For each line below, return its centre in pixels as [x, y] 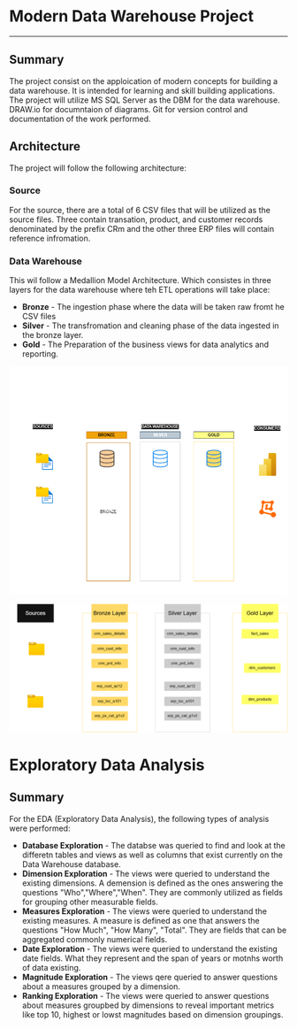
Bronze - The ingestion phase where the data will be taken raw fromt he [153, 307]
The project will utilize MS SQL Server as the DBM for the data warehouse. [145, 100]
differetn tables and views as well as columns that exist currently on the [152, 855]
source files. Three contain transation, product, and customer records [136, 219]
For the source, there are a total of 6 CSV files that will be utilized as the [140, 210]
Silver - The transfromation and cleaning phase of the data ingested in [151, 326]
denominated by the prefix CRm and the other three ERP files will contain [142, 228]
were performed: [40, 828]
